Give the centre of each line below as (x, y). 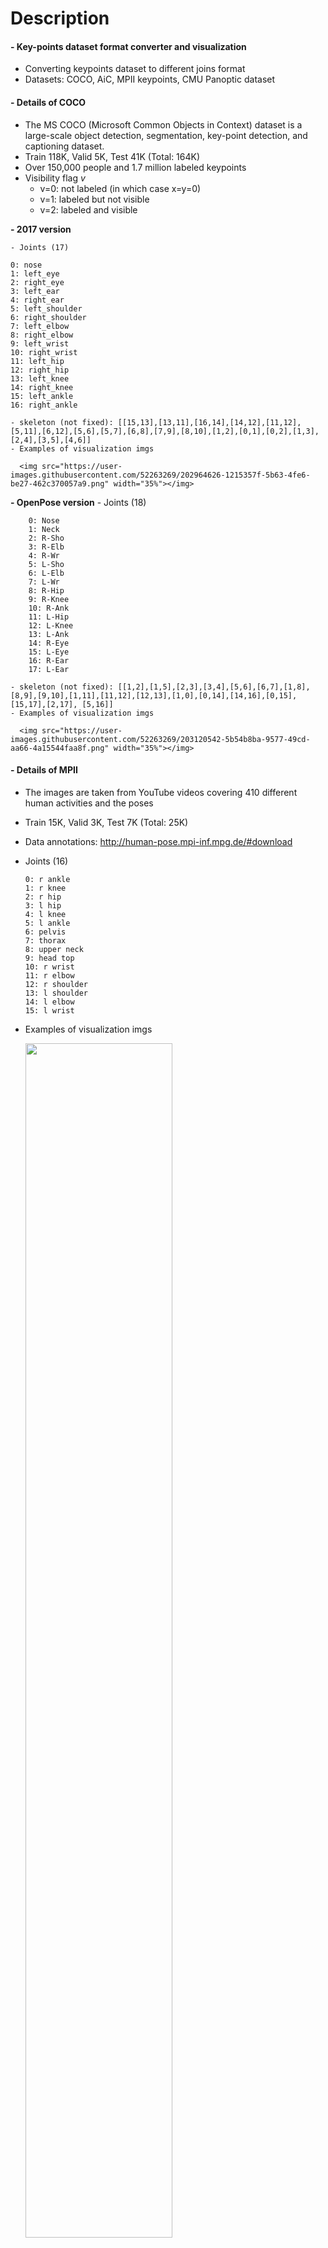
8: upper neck (54, 949)
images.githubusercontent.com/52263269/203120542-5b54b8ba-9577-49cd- (160, 739)
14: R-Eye (49, 643)
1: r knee (45, 888)
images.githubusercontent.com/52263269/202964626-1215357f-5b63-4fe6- (160, 475)
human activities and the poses (89, 803)
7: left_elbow (40, 326)
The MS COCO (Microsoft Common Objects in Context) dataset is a (163, 124)
